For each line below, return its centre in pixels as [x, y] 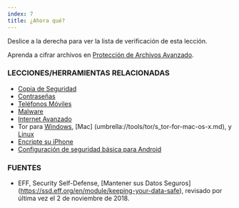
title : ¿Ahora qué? [36, 21]
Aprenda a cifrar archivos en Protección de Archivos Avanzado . [101, 55]
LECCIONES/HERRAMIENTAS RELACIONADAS [88, 73]
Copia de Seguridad [47, 88]
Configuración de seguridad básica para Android [90, 149]
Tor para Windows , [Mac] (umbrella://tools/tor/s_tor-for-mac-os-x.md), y [124, 126]
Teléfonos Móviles [45, 103]
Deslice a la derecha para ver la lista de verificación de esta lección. [108, 41]
